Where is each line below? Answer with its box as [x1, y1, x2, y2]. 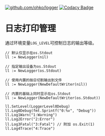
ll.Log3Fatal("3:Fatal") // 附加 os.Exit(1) [5, 121, 95, 127]
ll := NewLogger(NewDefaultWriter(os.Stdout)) [5, 95, 101, 100]
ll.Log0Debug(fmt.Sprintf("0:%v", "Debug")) [5, 108, 96, 113]
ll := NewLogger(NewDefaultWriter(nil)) [5, 82, 88, 87]
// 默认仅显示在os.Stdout [5, 50, 53, 55]
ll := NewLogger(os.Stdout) [5, 68, 62, 73]
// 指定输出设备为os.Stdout [5, 64, 57, 69]
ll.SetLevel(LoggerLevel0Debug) [5, 104, 70, 109]
